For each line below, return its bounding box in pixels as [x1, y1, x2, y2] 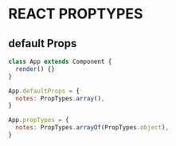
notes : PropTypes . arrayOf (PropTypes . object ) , [15, 124, 170, 132]
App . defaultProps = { [8, 87, 80, 95]
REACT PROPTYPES [8, 5, 143, 23]
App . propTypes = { [8, 116, 69, 124]
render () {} [15, 65, 56, 73]
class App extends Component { [8, 57, 112, 65]
